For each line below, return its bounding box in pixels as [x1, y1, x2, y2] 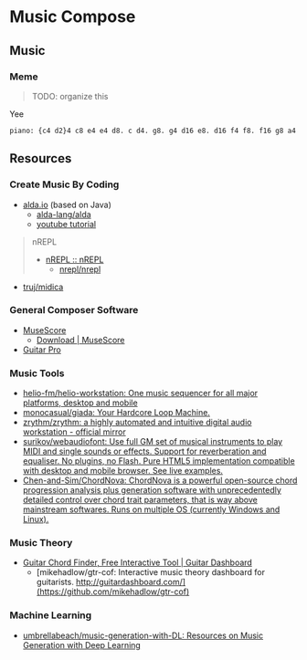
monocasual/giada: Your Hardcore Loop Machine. [22, 407, 210, 418]
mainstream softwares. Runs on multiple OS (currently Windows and [22, 504, 281, 515]
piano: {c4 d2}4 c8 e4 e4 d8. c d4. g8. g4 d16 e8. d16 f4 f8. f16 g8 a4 [9, 126, 297, 135]
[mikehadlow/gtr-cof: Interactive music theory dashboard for [36, 567, 265, 578]
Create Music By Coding [9, 178, 120, 191]
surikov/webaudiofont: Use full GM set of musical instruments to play [22, 436, 283, 447]
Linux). [22, 514, 49, 525]
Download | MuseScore [36, 334, 125, 345]
